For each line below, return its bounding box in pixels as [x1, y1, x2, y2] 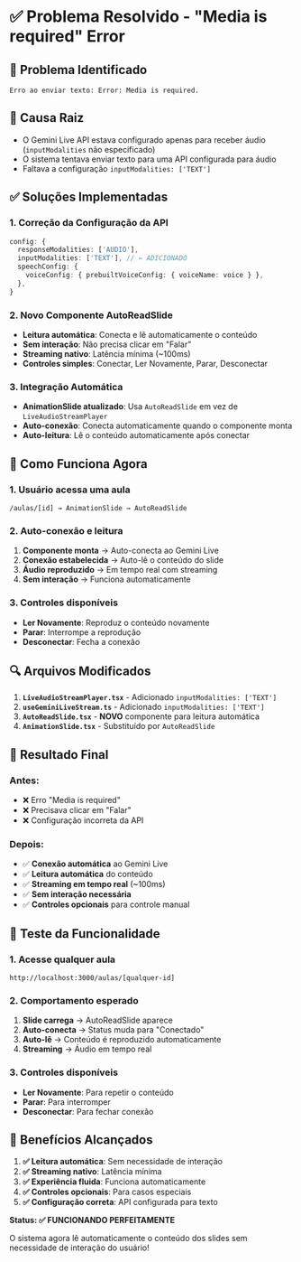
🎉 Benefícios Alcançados [9, 1132, 153, 1147]
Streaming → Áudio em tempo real [22, 1043, 152, 1054]
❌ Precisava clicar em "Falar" [22, 805, 132, 815]
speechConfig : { [17, 262, 78, 272]
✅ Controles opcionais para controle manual [22, 899, 190, 910]
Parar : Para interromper [22, 1096, 111, 1108]
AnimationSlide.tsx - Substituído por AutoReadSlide [22, 721, 215, 732]
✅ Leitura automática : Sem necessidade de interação [22, 1156, 223, 1167]
